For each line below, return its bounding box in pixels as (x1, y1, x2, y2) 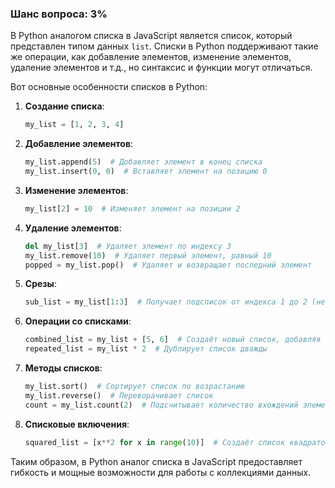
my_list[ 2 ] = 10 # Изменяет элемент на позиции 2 (24, 203, 241, 214)
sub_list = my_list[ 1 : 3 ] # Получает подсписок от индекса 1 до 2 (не (24, 297, 326, 307)
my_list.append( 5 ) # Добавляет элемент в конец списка (24, 157, 263, 167)
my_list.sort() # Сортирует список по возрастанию (24, 382, 245, 392)
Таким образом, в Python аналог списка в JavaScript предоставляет (10, 455, 303, 467)
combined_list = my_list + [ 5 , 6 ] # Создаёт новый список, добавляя (24, 335, 322, 345)
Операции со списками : (24, 315, 132, 327)
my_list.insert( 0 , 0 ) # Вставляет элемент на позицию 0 (24, 167, 268, 177)
